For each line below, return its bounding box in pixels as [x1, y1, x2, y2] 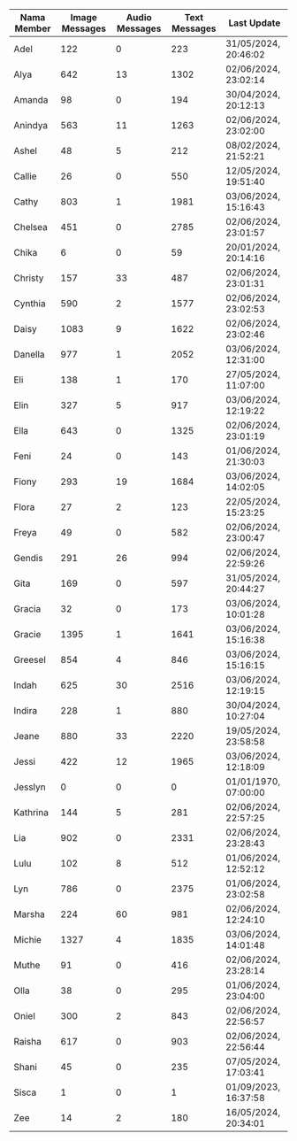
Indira [13, 705, 38, 716]
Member [14, 22, 51, 35]
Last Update [228, 17, 281, 29]
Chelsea [13, 221, 49, 233]
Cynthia [13, 297, 46, 309]
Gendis [13, 552, 43, 564]
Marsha [13, 908, 46, 920]
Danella [13, 349, 46, 360]
